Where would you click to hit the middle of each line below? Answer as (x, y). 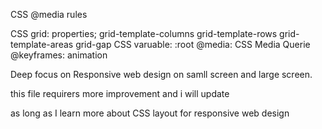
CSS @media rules (49, 14)
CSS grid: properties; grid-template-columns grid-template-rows (144, 33)
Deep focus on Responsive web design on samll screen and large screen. (161, 74)
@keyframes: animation (59, 55)
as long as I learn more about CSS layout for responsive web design (150, 113)
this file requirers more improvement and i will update (120, 93)
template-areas (42, 44)
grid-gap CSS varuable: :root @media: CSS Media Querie (193, 44)
